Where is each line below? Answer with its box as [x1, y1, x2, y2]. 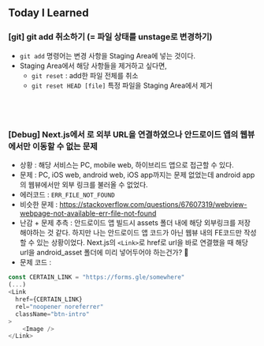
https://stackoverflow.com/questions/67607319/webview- [59, 200, 247, 209]
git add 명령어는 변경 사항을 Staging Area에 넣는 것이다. [19, 51, 195, 60]
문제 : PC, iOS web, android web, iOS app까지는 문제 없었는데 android [19, 170, 241, 180]
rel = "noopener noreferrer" [15, 303, 104, 310]
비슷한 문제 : [19, 200, 58, 209]
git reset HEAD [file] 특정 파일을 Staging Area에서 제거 [31, 81, 213, 90]
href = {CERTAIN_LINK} [15, 295, 83, 303]
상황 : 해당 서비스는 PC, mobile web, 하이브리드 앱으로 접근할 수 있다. [19, 160, 234, 170]
